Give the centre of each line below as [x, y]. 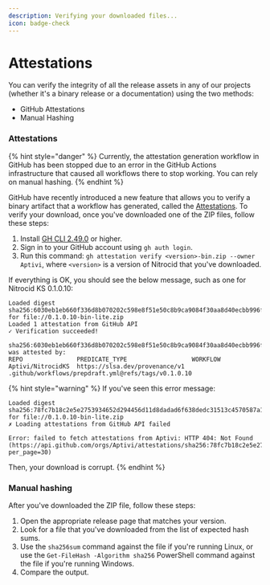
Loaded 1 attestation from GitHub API [73, 324]
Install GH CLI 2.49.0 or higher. [71, 239]
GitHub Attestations [52, 109]
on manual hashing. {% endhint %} [66, 182]
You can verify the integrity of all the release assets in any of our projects [130, 85]
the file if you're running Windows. [77, 564]
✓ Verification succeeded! [53, 331]
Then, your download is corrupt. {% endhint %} [87, 467]
